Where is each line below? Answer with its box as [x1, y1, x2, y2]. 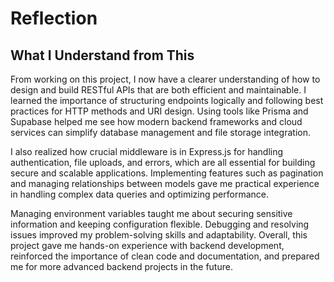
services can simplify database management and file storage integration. [10, 127, 312, 138]
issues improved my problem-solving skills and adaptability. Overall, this [10, 229, 308, 241]
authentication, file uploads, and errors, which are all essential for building [10, 157, 316, 168]
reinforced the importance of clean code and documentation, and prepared [10, 250, 320, 262]
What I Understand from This [10, 47, 195, 64]
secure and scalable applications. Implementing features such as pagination [10, 167, 324, 179]
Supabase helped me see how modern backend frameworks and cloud [10, 116, 303, 127]
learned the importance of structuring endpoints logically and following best [10, 95, 324, 106]
